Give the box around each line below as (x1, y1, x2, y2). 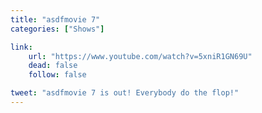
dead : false (28, 61, 78, 71)
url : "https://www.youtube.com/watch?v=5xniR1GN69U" (28, 51, 253, 61)
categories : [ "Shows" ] (10, 24, 105, 34)
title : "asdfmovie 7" (10, 14, 101, 25)
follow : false (28, 70, 87, 80)
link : (10, 42, 33, 52)
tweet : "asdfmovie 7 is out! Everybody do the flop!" (10, 88, 240, 98)
